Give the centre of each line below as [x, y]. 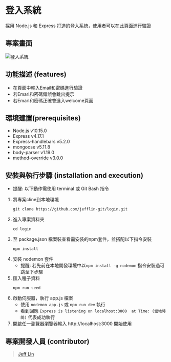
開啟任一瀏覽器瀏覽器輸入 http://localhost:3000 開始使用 [72, 324]
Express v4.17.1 [28, 136]
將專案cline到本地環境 [36, 200]
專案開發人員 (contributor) [47, 341]
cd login [22, 229]
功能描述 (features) [36, 74]
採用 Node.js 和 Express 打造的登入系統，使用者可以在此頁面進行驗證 [78, 26]
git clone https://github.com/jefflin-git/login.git [70, 209]
